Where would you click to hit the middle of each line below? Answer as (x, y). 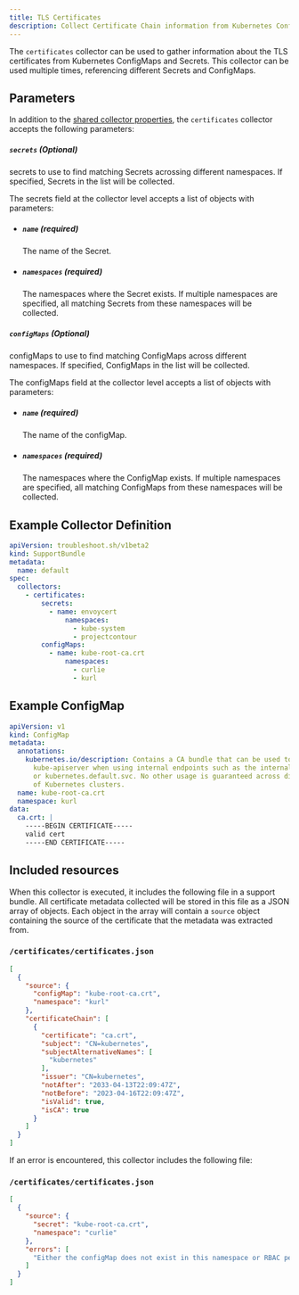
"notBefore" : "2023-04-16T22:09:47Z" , (113, 1093)
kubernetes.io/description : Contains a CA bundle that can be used (153, 760)
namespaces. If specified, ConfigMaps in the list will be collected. (130, 366)
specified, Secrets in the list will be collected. (92, 181)
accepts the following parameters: (72, 129)
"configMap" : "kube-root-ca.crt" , (97, 994)
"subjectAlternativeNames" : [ (97, 1052)
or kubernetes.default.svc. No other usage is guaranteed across (156, 776)
